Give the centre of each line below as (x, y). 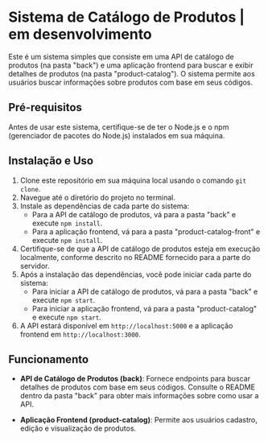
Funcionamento (49, 359)
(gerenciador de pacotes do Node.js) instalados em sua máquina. (117, 135)
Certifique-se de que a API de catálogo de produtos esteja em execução (140, 249)
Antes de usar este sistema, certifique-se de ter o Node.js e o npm (119, 127)
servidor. (35, 266)
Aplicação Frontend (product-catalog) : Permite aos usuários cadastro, (138, 420)
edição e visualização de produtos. (78, 429)
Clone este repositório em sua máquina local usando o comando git (133, 180)
